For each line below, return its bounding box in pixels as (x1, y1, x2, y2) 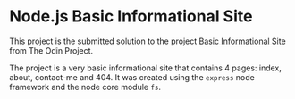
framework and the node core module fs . (9, 81, 162, 92)
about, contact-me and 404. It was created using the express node (9, 71, 255, 82)
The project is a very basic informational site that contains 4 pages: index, (9, 62, 282, 73)
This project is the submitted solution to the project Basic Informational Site (9, 36, 286, 46)
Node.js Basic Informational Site (9, 6, 253, 27)
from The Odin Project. (9, 45, 94, 55)
